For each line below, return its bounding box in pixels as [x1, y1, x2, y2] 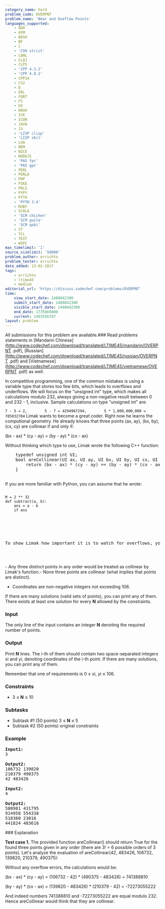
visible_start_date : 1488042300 [14, 305, 80, 310]
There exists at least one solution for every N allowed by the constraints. [5, 599, 152, 605]
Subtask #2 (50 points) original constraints [12, 723, 99, 729]
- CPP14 [14, 76, 29, 81]
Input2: [5, 786, 24, 791]
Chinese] [55, 337, 74, 343]
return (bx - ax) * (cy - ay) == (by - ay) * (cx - [26, 462, 153, 468]
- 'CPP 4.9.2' [14, 71, 43, 76]
